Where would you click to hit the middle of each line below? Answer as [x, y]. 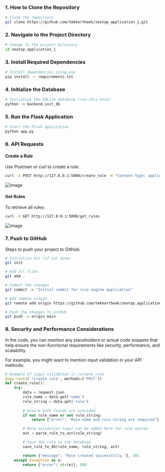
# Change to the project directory [41, 45]
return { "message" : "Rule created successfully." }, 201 [81, 456]
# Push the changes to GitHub [36, 312]
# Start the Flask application [37, 127]
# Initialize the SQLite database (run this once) [58, 100]
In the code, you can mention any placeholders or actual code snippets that [82, 340]
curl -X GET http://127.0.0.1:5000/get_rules [52, 216]
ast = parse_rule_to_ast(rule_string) [62, 433]
